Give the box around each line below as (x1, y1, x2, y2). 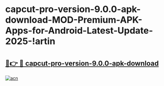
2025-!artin (5, 36, 56, 47)
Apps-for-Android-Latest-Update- (5, 25, 153, 36)
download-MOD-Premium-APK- (5, 14, 143, 26)
